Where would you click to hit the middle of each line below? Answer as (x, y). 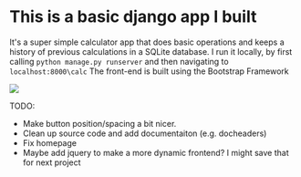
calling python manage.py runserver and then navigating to (119, 61)
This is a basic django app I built (133, 17)
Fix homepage (50, 142)
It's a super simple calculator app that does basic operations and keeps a (147, 42)
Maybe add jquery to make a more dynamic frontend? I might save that (156, 152)
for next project (52, 162)
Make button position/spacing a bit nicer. (99, 123)
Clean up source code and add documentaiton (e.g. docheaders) (145, 133)
